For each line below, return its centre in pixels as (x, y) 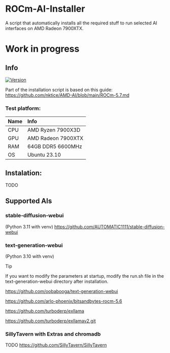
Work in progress (42, 49)
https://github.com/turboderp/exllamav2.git (51, 321)
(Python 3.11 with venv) (29, 226)
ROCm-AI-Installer (45, 9)
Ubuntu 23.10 (44, 155)
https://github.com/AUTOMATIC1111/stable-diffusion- (109, 226)
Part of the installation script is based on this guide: (59, 90)
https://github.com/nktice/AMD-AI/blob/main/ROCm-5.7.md (67, 95)
